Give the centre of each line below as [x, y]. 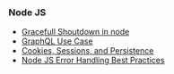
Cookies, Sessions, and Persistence [87, 51]
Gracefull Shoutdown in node [75, 32]
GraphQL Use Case [57, 41]
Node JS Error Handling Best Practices [93, 61]
